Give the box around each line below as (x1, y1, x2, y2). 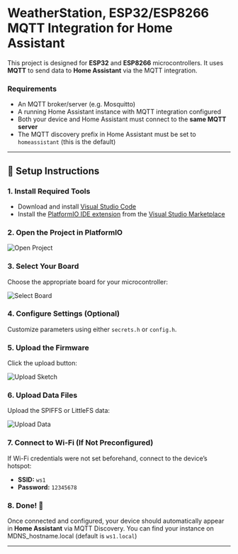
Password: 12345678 (17, 482, 77, 491)
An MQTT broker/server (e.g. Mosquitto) (17, 100, 136, 109)
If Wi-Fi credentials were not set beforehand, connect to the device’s (7, 454, 208, 462)
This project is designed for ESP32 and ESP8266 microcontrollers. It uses (7, 58, 224, 67)
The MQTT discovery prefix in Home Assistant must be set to (17, 130, 196, 139)
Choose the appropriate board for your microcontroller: (7, 277, 169, 286)
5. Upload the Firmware (7, 343, 90, 353)
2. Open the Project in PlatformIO (7, 227, 123, 237)
